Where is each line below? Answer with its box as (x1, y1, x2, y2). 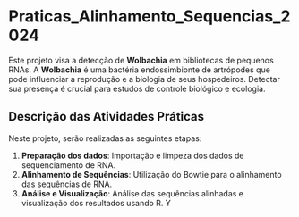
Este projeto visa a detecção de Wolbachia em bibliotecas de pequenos (8, 54, 274, 65)
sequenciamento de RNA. (21, 159, 116, 171)
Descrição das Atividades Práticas (8, 109, 205, 124)
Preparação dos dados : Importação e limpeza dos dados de (21, 150, 244, 161)
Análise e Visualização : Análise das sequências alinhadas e (21, 188, 243, 198)
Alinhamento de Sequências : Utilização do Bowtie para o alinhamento (21, 169, 283, 179)
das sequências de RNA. (21, 179, 113, 189)
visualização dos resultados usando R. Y (21, 197, 172, 208)
